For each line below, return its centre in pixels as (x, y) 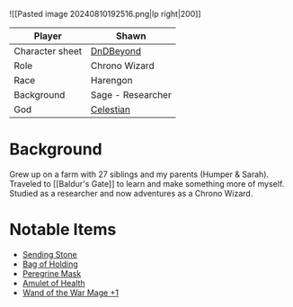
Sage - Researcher (131, 95)
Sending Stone (50, 254)
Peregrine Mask (52, 273)
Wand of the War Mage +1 (71, 293)
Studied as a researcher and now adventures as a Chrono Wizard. (131, 193)
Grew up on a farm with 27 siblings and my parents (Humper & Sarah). (139, 174)
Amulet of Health (53, 283)
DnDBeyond (116, 51)
